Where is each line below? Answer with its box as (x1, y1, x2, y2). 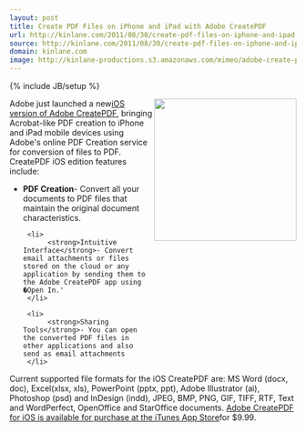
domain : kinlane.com (9, 47, 88, 56)
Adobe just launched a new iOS (9, 98, 126, 109)
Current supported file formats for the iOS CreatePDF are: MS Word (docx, (9, 374, 289, 384)
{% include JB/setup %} (9, 81, 100, 91)
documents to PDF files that (22, 193, 127, 204)
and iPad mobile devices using (9, 127, 125, 137)
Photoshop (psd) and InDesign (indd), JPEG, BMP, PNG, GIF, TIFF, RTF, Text (9, 393, 294, 403)
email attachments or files (22, 254, 129, 263)
